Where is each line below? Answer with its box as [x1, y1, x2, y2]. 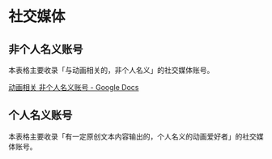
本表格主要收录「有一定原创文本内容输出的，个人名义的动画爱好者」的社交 [8, 131, 257, 141]
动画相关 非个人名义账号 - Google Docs [8, 83, 139, 92]
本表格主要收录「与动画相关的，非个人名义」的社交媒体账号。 [8, 66, 215, 75]
